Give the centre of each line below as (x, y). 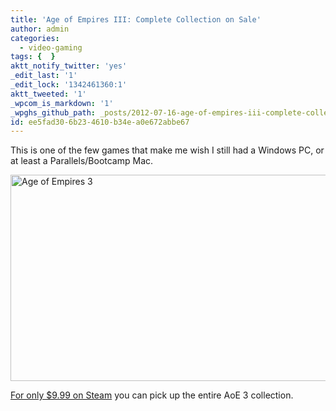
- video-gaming (51, 47)
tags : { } (33, 57)
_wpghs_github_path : (53, 112)
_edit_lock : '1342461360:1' (69, 85)
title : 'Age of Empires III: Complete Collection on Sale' (136, 19)
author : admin (40, 29)
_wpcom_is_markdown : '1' (62, 103)
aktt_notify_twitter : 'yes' (69, 66)
